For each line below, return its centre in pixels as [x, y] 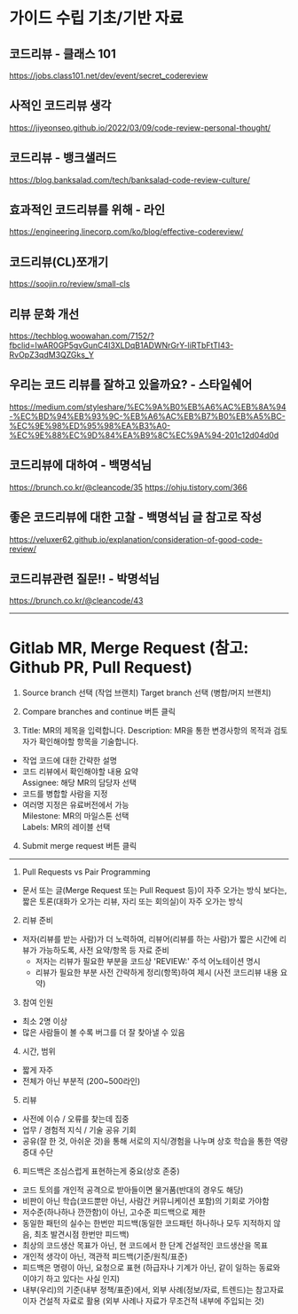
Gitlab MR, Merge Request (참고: [129, 648]
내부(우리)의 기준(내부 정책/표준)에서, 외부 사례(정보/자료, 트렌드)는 [138, 1290]
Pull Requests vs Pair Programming [86, 872]
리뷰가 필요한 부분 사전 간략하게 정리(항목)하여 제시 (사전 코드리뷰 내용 [157, 972]
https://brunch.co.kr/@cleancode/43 [76, 601]
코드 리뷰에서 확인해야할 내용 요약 [80, 772]
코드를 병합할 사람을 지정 [65, 794]
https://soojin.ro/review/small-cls [70, 284]
